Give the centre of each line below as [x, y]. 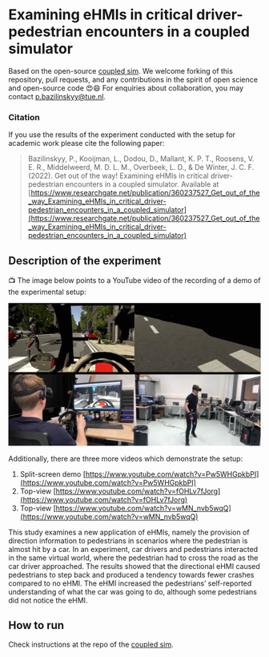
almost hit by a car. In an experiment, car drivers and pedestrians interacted [133, 549]
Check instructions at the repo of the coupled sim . [91, 645]
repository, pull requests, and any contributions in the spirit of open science [133, 79]
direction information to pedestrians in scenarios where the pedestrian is [128, 540]
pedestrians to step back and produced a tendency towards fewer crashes [131, 574]
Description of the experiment [85, 261]
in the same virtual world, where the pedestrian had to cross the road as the [133, 558]
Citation [24, 117]
